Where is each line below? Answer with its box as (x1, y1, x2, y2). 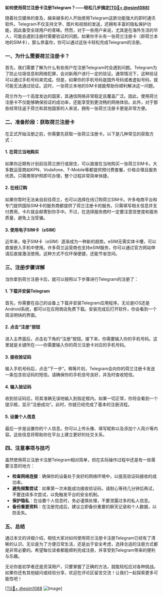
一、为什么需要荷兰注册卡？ (5, 53, 70, 59)
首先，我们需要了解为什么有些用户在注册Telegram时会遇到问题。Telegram (5, 65, 153, 71)
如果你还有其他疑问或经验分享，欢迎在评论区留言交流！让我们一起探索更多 (5, 570, 154, 576)
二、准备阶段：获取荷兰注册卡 (5, 119, 75, 126)
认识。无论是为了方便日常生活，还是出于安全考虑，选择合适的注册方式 (13, 541, 154, 547)
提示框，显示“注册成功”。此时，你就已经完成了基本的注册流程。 (5, 401, 132, 408)
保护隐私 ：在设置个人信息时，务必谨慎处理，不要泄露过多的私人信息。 (12, 497, 153, 503)
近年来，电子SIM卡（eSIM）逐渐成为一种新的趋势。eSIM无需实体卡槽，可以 (5, 238, 157, 245)
